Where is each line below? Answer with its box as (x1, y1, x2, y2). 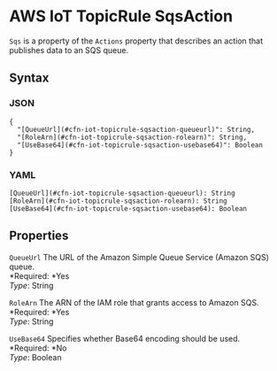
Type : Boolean (9, 352, 62, 362)
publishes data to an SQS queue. (9, 44, 129, 55)
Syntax (9, 71, 50, 86)
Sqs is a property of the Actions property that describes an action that (9, 35, 264, 46)
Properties (9, 228, 69, 243)
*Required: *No (9, 343, 67, 353)
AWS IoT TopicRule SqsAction (9, 6, 233, 27)
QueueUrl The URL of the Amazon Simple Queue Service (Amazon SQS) (9, 251, 270, 262)
